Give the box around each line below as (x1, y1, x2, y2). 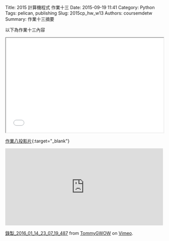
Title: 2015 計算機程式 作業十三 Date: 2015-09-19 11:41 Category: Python (5, 5, 155, 10)
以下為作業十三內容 (5, 27, 45, 33)
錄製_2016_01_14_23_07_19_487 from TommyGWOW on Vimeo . (5, 230, 134, 236)
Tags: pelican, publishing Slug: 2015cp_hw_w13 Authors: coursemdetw (5, 10, 153, 16)
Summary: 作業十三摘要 (5, 16, 54, 22)
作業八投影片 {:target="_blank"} (5, 138, 70, 144)
